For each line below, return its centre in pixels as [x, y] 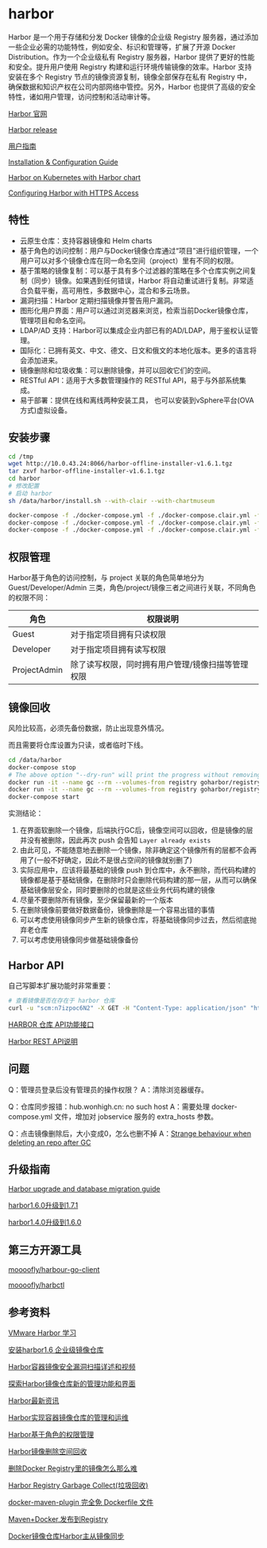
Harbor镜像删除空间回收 [48, 1451]
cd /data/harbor [35, 760]
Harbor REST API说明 [43, 1041]
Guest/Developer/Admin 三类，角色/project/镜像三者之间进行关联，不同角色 [132, 587]
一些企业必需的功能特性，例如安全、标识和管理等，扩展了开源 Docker [122, 47]
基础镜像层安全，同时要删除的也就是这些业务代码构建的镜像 [117, 890]
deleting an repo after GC [50, 1142]
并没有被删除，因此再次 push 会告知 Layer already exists [115, 840]
